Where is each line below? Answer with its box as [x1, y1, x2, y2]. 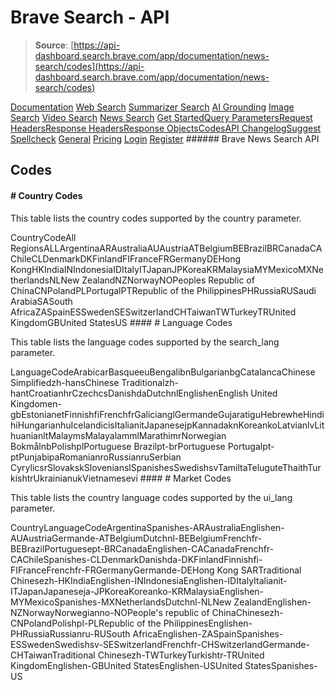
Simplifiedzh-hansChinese [10, 376, 120, 388]
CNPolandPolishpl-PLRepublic [10, 617, 135, 629]
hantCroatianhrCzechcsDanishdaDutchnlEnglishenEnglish [10, 387, 249, 399]
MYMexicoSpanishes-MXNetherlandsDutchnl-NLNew [10, 596, 232, 608]
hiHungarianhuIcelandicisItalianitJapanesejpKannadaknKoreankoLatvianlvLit [10, 419, 325, 431]
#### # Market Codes [139, 472, 232, 484]
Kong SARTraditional [216, 564, 302, 576]
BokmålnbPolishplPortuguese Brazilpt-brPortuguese [10, 440, 226, 452]
